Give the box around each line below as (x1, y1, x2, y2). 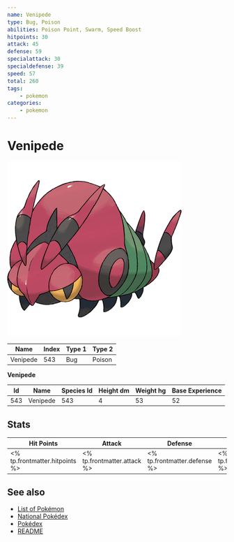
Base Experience (171, 386, 222, 395)
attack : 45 (7, 41, 39, 48)
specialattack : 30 (7, 56, 61, 63)
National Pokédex (17, 512, 68, 520)
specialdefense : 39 (7, 63, 64, 70)
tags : (7, 85, 23, 92)
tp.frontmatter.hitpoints (10, 457, 77, 464)
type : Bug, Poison (7, 18, 61, 26)
